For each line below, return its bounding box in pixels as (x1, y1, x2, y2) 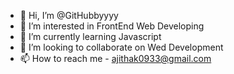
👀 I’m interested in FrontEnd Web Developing (19, 20, 205, 32)
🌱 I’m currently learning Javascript (19, 31, 162, 42)
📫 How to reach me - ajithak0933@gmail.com (19, 53, 212, 64)
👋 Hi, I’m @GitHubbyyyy (19, 10, 119, 21)
